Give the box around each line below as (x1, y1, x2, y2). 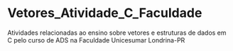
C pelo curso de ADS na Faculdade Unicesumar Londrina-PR (7, 35, 185, 44)
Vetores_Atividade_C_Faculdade (7, 5, 202, 21)
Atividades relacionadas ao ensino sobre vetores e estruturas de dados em (7, 28, 227, 37)
